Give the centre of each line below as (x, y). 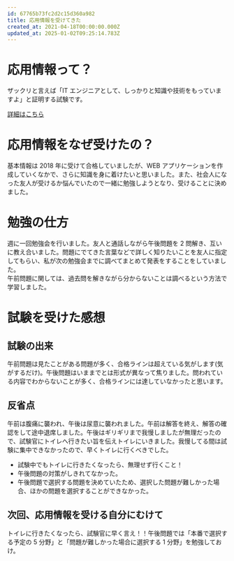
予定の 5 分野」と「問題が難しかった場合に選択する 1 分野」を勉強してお (117, 541)
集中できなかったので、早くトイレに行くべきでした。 (96, 450)
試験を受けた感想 (57, 318)
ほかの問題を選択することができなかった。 (91, 490)
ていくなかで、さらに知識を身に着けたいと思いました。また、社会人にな (123, 175)
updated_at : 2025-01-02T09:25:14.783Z (64, 33)
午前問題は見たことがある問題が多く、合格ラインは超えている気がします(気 (115, 364)
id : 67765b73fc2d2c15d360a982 (51, 14)
